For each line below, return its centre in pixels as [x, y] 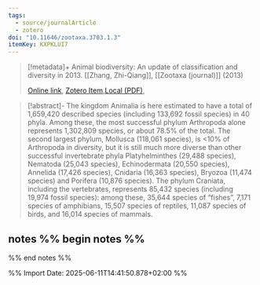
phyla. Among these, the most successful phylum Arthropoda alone [136, 122]
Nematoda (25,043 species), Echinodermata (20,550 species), [128, 164]
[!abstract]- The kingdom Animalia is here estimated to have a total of [140, 106]
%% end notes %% [40, 258]
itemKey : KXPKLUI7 [38, 45]
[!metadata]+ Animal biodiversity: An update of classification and [132, 67]
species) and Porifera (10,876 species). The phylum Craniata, [126, 181]
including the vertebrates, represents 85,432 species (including [130, 189]
